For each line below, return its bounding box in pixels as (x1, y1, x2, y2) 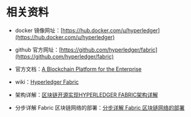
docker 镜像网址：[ (15, 27, 63, 34)
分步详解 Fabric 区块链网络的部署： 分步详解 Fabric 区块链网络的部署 (15, 104, 185, 111)
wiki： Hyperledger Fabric (15, 78, 79, 85)
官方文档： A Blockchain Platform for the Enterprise (15, 65, 142, 73)
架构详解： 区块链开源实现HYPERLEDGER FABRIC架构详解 (15, 91, 158, 98)
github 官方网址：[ (15, 46, 62, 53)
